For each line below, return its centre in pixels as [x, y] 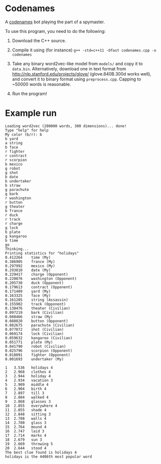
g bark [12, 194]
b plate [13, 232]
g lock [12, 228]
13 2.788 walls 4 [26, 418]
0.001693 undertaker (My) [34, 359]
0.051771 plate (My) [29, 342]
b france [14, 211]
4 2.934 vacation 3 [29, 380]
